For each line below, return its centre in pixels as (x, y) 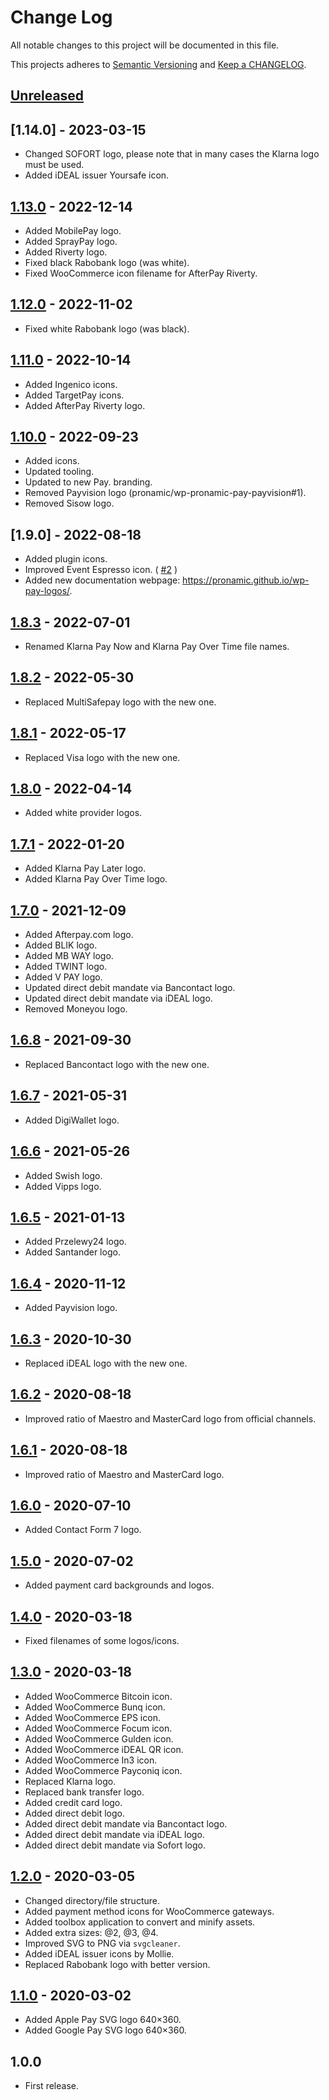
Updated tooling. (59, 472)
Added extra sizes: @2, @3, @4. (91, 1932)
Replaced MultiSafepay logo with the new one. (120, 702)
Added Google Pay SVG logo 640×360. (105, 2030)
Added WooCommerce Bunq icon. (95, 1707)
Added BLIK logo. (61, 945)
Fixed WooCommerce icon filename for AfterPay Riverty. (141, 273)
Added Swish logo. (63, 1175)
